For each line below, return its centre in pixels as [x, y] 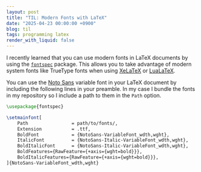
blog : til [19, 29]
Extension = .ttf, [54, 129]
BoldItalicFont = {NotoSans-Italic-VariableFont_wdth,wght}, [103, 146]
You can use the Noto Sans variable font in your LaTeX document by [92, 82]
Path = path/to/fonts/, [68, 123]
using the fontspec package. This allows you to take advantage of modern [99, 64]
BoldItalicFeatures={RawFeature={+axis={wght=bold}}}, [88, 157]
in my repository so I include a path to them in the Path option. [84, 95]
